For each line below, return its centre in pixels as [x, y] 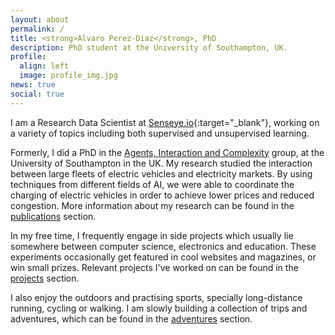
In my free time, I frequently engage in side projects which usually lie [152, 235]
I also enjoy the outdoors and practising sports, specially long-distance [156, 297]
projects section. [45, 278]
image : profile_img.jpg [68, 76]
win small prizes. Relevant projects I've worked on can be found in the [154, 267]
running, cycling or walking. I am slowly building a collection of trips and [159, 308]
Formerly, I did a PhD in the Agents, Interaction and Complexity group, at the [167, 152]
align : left [44, 66]
